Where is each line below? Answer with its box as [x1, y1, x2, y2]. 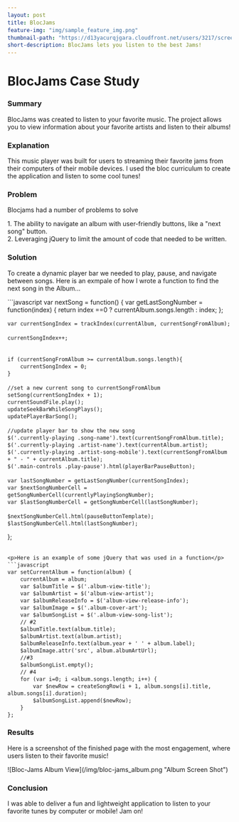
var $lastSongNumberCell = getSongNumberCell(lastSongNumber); [7, 498, 199, 506]
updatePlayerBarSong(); [7, 412, 78, 420]
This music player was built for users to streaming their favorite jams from [7, 156, 224, 165]
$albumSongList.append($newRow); [33, 696, 132, 704]
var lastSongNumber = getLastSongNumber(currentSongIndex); [7, 477, 190, 484]
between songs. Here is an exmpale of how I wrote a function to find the [7, 276, 219, 285]
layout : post [7, 11, 46, 19]
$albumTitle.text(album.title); [20, 625, 116, 633]
